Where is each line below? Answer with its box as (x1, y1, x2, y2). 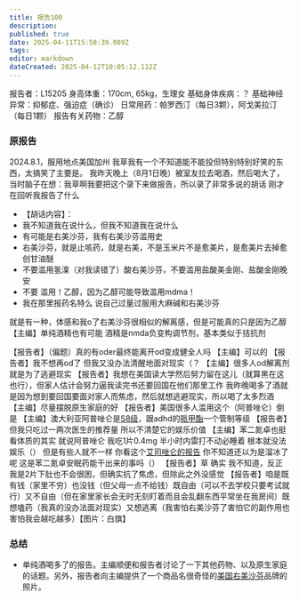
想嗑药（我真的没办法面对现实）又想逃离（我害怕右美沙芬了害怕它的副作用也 (9, 502, 290, 513)
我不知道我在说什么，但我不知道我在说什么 (21, 220, 179, 231)
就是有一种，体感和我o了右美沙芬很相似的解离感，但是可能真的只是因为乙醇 (9, 316, 287, 327)
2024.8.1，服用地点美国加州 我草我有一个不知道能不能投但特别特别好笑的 (9, 156, 276, 167)
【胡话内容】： (21, 209, 74, 220)
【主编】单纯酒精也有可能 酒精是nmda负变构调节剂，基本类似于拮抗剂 (9, 328, 266, 339)
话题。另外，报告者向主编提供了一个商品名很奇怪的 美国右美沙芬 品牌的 (29, 571, 287, 581)
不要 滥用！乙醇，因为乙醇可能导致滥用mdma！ (21, 286, 196, 298)
